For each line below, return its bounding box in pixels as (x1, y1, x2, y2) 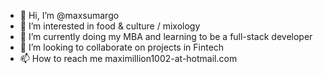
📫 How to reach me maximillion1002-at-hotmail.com (19, 53, 238, 64)
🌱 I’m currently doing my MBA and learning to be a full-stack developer (19, 31, 313, 42)
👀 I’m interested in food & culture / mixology (19, 20, 201, 32)
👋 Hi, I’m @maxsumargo (19, 10, 120, 21)
